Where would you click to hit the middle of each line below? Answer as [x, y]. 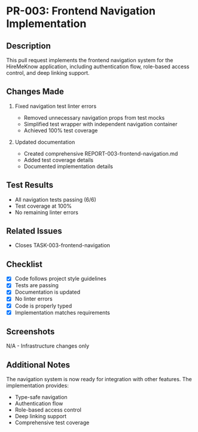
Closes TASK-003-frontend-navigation [63, 245]
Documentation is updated [48, 292]
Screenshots [31, 332]
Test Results [30, 185]
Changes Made [35, 92]
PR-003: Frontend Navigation [81, 11]
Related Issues [34, 231]
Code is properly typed [43, 306]
